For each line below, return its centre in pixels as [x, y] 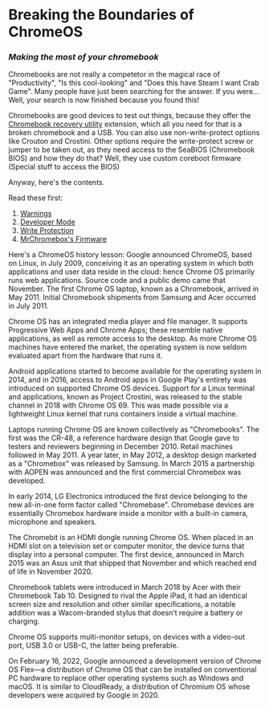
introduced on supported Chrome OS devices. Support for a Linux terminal [132, 388]
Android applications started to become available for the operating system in [135, 371]
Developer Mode [48, 222]
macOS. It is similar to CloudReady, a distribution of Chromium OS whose [129, 687]
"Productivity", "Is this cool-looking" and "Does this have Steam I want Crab [134, 83]
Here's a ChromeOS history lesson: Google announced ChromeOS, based [130, 255]
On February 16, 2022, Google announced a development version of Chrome [135, 661]
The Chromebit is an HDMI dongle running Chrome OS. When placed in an [131, 538]
